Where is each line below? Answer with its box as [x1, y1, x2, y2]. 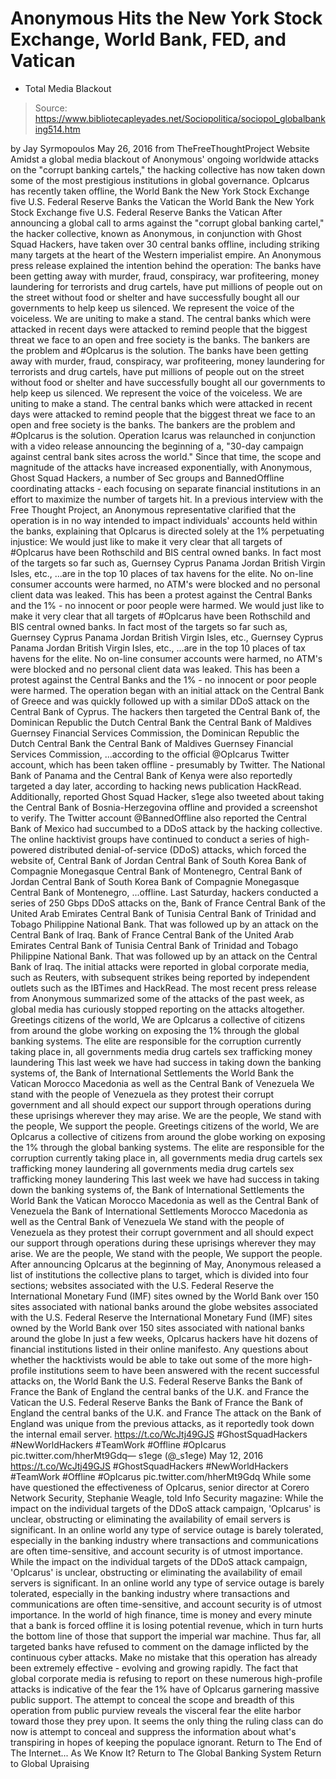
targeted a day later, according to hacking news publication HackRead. [10, 780, 302, 792]
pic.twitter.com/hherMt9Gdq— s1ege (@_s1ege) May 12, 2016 [10, 1449, 264, 1461]
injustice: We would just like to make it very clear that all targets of [10, 535, 283, 547]
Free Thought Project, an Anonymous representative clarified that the [10, 503, 297, 516]
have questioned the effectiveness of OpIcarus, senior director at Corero [10, 1481, 310, 1493]
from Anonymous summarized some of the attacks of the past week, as [10, 992, 305, 1004]
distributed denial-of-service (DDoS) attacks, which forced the [48, 843, 307, 856]
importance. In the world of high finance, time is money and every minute [10, 1608, 313, 1621]
